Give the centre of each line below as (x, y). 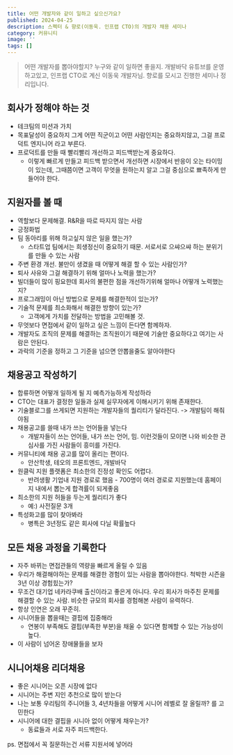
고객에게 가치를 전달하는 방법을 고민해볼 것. (86, 316)
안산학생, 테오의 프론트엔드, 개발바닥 (77, 463)
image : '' (22, 40)
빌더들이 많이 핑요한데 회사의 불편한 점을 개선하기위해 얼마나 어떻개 (108, 281)
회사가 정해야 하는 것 (48, 108)
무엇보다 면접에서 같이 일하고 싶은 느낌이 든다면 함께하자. (94, 325)
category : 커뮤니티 (32, 33)
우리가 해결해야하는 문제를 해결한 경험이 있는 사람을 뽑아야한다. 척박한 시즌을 (121, 574)
